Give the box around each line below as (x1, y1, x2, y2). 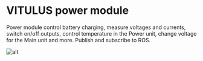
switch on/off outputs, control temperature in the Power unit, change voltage (6, 30, 197, 37)
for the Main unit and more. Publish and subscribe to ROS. (6, 36, 151, 43)
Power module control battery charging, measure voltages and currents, (6, 24, 186, 31)
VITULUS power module (6, 4, 129, 18)
